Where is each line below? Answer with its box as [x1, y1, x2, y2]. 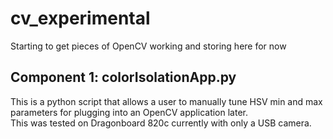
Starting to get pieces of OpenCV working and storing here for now [10, 40, 287, 52]
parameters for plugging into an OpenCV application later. [10, 106, 248, 118]
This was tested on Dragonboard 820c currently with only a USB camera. [10, 117, 312, 129]
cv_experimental [10, 7, 151, 30]
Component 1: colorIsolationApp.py [10, 69, 237, 86]
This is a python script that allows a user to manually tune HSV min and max [10, 95, 323, 107]
